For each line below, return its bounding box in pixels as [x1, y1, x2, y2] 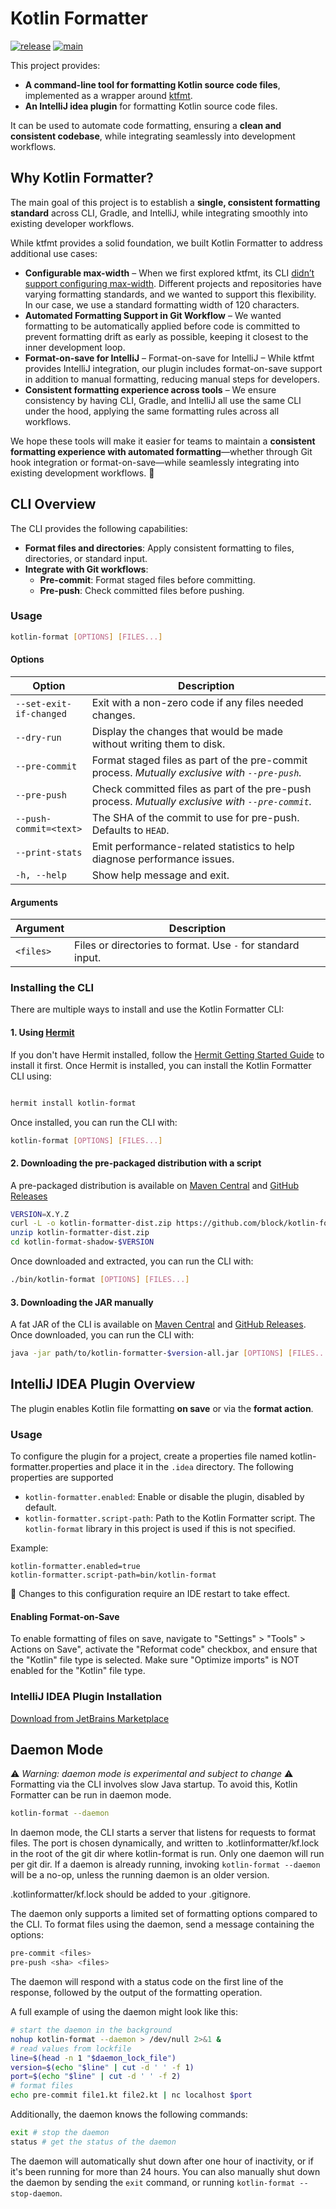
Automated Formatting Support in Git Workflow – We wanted [24, 309, 282, 321]
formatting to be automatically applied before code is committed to [24, 320, 301, 332]
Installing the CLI [10, 981, 94, 995]
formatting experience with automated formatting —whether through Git [10, 445, 313, 457]
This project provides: [10, 59, 101, 71]
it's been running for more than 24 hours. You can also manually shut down [10, 2165, 321, 2177]
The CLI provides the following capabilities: [10, 522, 188, 534]
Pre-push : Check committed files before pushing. [39, 584, 245, 596]
